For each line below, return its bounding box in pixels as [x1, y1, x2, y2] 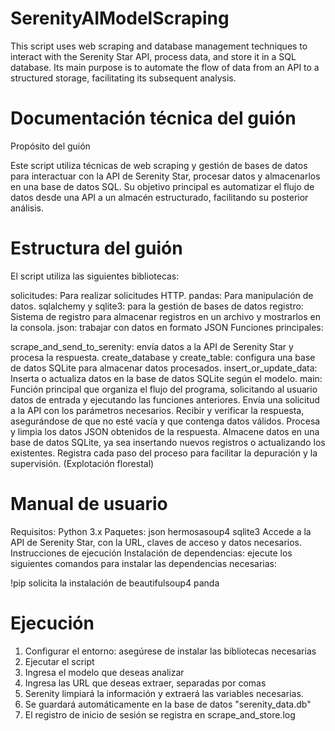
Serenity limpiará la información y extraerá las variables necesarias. [24, 687, 304, 699]
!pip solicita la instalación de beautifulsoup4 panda [10, 577, 220, 589]
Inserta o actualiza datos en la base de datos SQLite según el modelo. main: [10, 372, 323, 384]
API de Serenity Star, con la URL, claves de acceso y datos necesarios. [10, 536, 303, 548]
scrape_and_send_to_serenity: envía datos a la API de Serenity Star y [10, 340, 294, 352]
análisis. [10, 202, 44, 214]
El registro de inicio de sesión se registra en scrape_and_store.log [24, 708, 296, 721]
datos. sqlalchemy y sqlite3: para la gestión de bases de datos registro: [10, 300, 304, 312]
